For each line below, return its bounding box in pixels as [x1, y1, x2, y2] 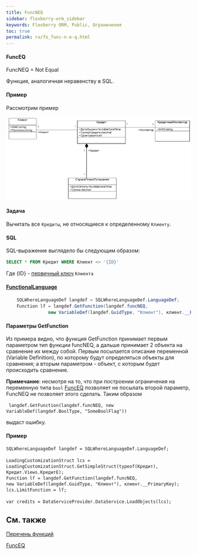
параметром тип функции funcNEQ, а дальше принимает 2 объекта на [6, 342, 183, 349]
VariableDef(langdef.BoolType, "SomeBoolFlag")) [6, 409, 127, 415]
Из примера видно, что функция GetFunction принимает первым [6, 335, 168, 342]
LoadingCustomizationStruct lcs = [6, 458, 91, 464]
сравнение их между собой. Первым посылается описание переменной [6, 348, 189, 355]
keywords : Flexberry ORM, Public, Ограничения [6, 22, 122, 28]
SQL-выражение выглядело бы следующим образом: [6, 247, 141, 254]
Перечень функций [6, 530, 54, 538]
